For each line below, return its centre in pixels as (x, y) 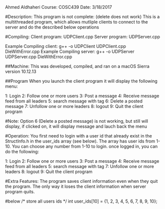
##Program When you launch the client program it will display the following (81, 81)
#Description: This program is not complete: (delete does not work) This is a (82, 17)
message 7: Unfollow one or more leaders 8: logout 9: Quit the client (74, 106)
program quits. (20, 192)
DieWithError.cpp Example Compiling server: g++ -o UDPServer (70, 52)
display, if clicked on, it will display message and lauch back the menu (76, 126)
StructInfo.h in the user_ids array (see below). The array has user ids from (80, 141)
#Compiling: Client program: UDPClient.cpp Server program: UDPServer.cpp (82, 37)
